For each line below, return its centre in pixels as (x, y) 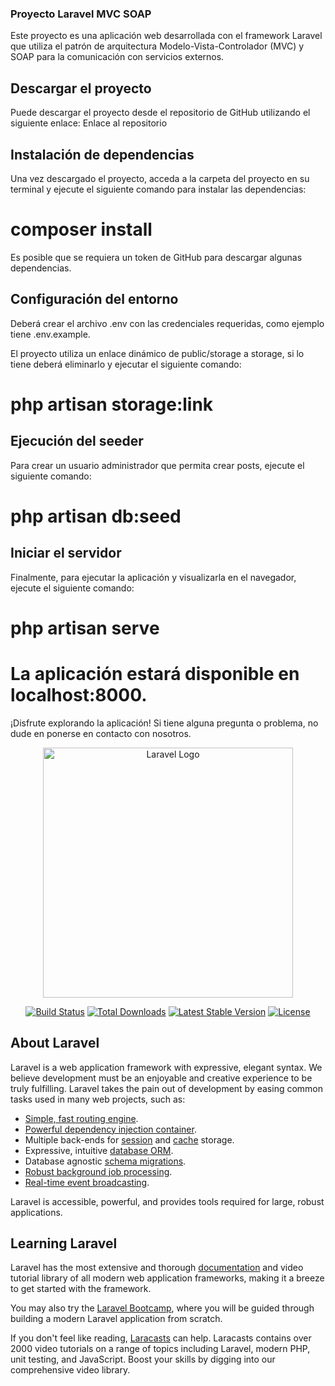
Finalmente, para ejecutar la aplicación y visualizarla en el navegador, (153, 577)
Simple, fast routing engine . (81, 1118)
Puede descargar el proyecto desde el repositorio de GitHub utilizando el (160, 113)
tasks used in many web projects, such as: (98, 1099)
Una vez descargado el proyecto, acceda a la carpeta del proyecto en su (160, 178)
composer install (81, 229)
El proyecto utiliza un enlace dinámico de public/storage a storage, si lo (157, 353)
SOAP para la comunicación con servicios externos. (117, 57)
